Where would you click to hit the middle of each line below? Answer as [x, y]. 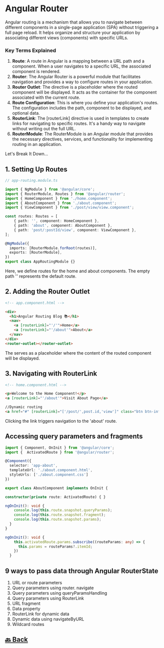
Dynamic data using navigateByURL [48, 619]
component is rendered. [36, 72]
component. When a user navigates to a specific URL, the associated [82, 66]
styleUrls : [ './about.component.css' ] [49, 475]
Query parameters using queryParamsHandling [60, 593]
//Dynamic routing [24, 407]
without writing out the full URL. [44, 129]
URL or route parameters [37, 583]
